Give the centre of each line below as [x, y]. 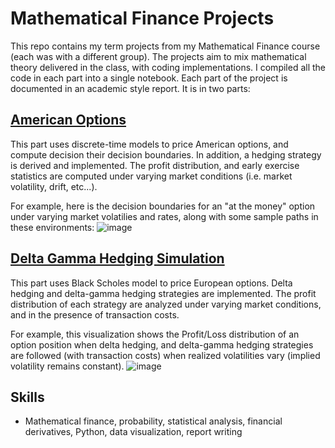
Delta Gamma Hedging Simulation [117, 258]
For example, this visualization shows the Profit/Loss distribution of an [155, 334]
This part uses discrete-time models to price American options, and [149, 144]
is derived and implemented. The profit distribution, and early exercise [155, 165]
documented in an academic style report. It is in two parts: [130, 88]
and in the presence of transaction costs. [95, 314]
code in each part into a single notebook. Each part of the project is [149, 78]
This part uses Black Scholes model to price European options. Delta [151, 283]
